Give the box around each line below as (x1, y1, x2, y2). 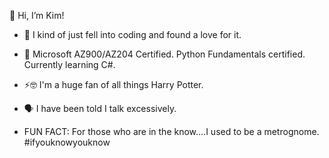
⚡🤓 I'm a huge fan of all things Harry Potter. (23, 79, 204, 90)
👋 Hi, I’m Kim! (9, 10, 65, 21)
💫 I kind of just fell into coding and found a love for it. (23, 29, 242, 40)
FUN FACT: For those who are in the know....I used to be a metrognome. (23, 126, 320, 137)
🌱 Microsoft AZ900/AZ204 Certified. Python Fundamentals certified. (23, 48, 306, 60)
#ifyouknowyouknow (23, 136, 111, 148)
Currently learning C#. (23, 59, 116, 70)
